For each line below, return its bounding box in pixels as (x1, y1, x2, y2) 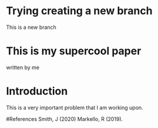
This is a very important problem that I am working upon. (6, 104, 143, 111)
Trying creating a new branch (6, 4, 153, 18)
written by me (6, 64, 40, 71)
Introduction (6, 84, 68, 98)
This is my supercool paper (6, 44, 142, 58)
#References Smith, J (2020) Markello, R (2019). (6, 115, 123, 122)
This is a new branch (6, 24, 57, 31)
